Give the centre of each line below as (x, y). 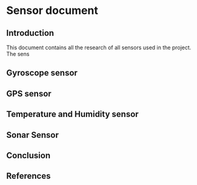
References (28, 176)
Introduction (30, 33)
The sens (18, 54)
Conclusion (28, 155)
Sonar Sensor (32, 135)
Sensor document (52, 11)
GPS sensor (29, 94)
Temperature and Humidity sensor (72, 114)
